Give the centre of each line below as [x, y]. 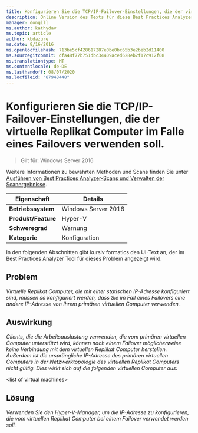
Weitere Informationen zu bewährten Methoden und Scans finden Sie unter [97, 172]
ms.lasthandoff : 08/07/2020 [41, 72]
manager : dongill [27, 22]
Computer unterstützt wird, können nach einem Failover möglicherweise [94, 343]
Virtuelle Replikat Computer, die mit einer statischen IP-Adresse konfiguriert [98, 291]
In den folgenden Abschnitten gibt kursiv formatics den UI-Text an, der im [95, 252]
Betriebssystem [32, 209]
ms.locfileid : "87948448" [38, 77]
